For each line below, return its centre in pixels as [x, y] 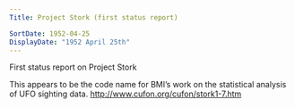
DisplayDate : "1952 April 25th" [69, 42]
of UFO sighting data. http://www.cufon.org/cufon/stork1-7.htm [126, 94]
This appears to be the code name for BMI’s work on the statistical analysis [148, 85]
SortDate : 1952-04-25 [50, 33]
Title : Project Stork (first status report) [94, 17]
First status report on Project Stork [73, 67]
